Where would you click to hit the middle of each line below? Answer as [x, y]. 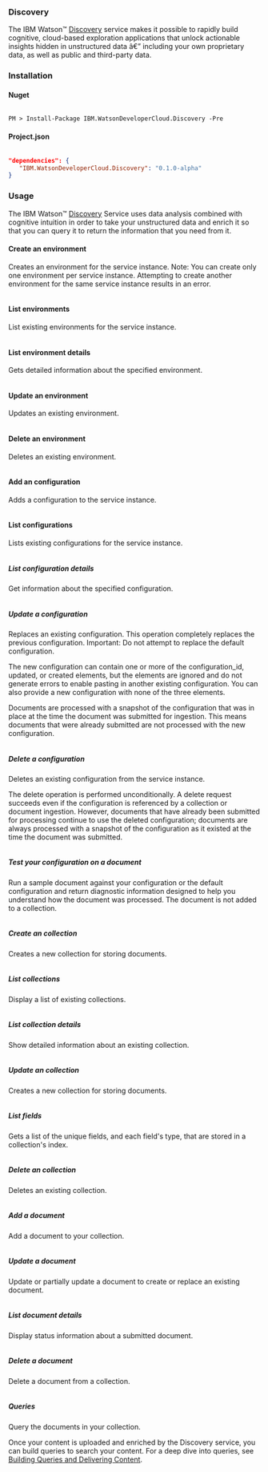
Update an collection [44, 1070]
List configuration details [51, 568]
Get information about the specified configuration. [91, 588]
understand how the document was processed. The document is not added [133, 900]
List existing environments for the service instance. [92, 326]
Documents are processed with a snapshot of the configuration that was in [131, 707]
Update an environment [48, 395]
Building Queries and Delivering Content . [75, 1459]
